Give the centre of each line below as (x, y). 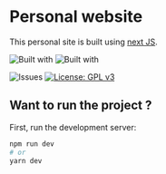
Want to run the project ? (81, 106)
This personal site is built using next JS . (84, 42)
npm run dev (32, 144)
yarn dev (26, 160)
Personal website (76, 17)
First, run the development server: (73, 127)
